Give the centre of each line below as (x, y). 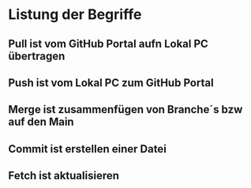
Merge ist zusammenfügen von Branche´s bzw (126, 109)
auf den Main (41, 122)
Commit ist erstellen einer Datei (88, 149)
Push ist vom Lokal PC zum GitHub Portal (111, 83)
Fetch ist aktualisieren (64, 176)
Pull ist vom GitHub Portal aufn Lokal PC (109, 44)
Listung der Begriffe (75, 15)
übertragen (37, 56)
